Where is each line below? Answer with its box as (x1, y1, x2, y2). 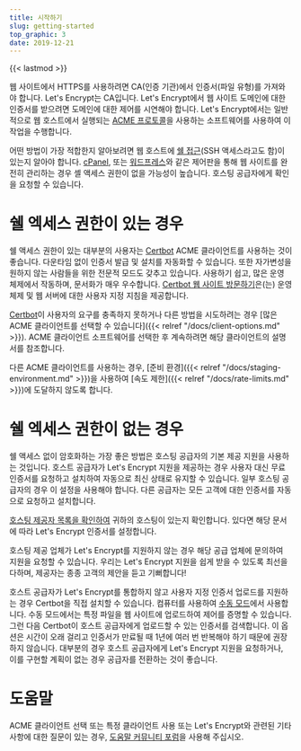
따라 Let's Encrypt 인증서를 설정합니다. (18, 526, 157, 537)
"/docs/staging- (222, 362, 281, 373)
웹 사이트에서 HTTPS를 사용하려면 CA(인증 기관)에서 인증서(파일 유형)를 (9, 82, 262, 93)
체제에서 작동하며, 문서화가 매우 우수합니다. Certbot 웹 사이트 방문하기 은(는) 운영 (9, 279, 293, 290)
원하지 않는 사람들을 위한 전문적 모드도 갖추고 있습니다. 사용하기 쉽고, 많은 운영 (9, 268, 285, 278)
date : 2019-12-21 (9, 38, 75, 48)
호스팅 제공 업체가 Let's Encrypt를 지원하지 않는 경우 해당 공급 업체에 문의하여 (9, 545, 284, 556)
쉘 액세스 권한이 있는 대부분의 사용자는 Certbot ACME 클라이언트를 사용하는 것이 (9, 245, 293, 256)
